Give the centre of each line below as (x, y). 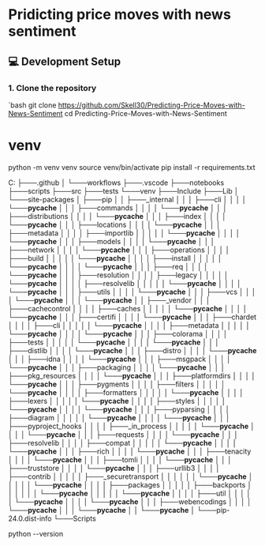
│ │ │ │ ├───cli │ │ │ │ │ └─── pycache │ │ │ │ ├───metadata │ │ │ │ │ (129, 325)
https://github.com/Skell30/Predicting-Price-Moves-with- (152, 105)
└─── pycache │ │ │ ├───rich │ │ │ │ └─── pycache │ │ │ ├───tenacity (130, 451)
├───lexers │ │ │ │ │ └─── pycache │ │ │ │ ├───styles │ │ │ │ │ (117, 401)
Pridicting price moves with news (119, 15)
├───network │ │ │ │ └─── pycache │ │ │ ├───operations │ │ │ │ (119, 250)
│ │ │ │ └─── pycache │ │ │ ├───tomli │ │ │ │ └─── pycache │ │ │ (120, 459)
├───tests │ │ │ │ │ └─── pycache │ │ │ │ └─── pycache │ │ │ (114, 342)
